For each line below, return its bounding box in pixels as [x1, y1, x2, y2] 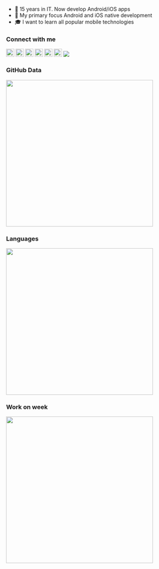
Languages [6, 235, 39, 243]
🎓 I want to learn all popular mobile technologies [14, 18, 134, 25]
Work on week [6, 402, 48, 411]
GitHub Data [6, 66, 42, 74]
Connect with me [6, 35, 56, 43]
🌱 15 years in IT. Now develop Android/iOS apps [14, 6, 131, 12]
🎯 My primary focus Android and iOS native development [14, 12, 153, 19]
